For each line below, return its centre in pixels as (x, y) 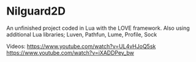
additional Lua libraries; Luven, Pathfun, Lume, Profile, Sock (82, 34)
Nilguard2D (36, 11)
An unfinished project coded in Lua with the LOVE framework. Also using (98, 28)
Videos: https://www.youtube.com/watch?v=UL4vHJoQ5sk (81, 46)
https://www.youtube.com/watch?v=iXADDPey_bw (70, 52)
